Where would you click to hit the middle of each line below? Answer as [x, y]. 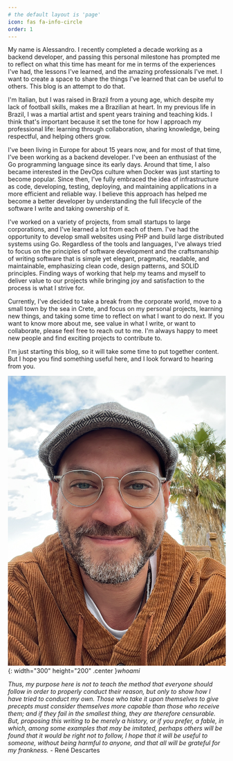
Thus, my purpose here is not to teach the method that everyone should [110, 684]
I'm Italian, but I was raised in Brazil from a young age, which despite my [111, 100]
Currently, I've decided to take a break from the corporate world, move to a [115, 301]
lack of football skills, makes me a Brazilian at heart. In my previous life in [112, 107]
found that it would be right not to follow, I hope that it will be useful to [108, 735]
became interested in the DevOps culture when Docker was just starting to [114, 172]
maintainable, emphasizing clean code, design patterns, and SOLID [103, 266]
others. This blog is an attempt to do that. [67, 86]
